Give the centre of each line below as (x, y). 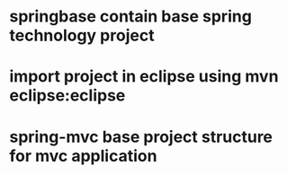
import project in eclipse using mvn (144, 77)
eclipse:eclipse (67, 96)
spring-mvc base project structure (141, 137)
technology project (82, 35)
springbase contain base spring (130, 17)
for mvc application (83, 156)
